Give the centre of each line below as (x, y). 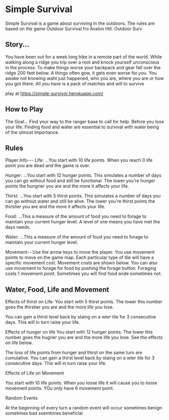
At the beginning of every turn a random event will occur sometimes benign (84, 408)
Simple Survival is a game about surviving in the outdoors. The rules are (80, 23)
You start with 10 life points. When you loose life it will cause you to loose (81, 383)
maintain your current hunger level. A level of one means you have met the (83, 222)
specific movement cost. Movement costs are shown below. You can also (81, 263)
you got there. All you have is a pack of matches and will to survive (75, 83)
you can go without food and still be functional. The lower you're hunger (80, 181)
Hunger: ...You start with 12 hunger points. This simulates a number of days (83, 175)
